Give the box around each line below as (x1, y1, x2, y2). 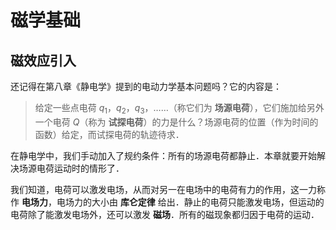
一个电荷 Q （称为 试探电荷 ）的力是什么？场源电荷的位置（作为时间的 (34, 116, 319, 128)
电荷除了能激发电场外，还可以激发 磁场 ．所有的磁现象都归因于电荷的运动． (10, 208, 320, 220)
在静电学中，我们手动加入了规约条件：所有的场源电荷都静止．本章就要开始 (10, 149, 317, 161)
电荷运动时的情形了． (36, 162, 125, 174)
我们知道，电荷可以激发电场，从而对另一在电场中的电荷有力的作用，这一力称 (10, 183, 326, 195)
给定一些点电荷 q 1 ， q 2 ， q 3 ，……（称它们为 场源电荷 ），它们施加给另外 (34, 102, 325, 116)
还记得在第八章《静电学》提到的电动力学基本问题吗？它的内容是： (10, 81, 282, 92)
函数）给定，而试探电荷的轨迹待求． (34, 128, 185, 140)
